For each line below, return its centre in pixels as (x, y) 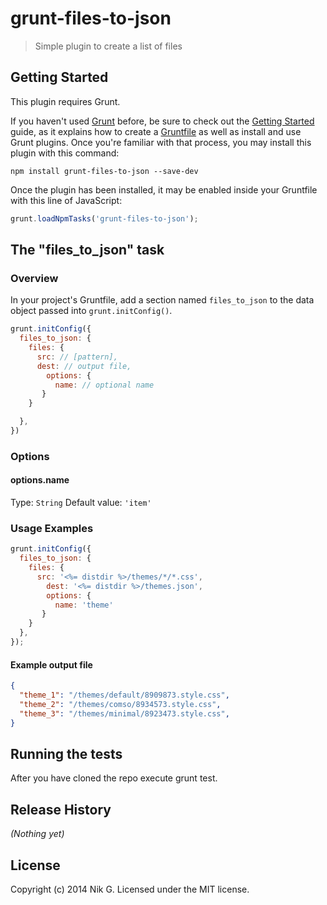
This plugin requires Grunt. (65, 101)
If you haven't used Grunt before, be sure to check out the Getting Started (162, 121)
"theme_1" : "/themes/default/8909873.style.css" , (124, 695)
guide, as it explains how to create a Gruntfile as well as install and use (156, 131)
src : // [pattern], (77, 357)
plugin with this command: (65, 153)
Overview (34, 278)
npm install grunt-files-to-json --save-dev (104, 171)
